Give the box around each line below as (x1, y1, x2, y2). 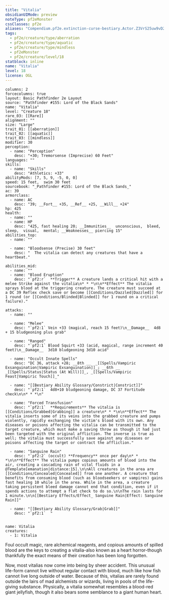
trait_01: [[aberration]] (5, 127, 59, 132)
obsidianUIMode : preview (5, 12, 57, 17)
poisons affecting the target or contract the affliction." (5, 440, 134, 445)
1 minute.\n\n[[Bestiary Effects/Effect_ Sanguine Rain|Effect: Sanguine (5, 493, 163, 498)
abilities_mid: (5, 263, 37, 268)
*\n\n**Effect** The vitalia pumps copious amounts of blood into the (5, 458, 156, 463)
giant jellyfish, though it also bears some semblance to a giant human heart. (5, 589, 162, 595)
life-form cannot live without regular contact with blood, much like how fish (5, 567, 161, 573)
